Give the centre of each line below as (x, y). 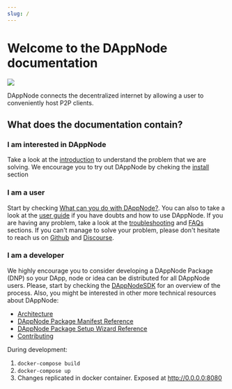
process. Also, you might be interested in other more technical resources (112, 293)
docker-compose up (44, 371)
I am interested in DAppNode (57, 144)
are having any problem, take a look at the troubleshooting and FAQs (106, 222)
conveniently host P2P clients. (51, 102)
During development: (37, 349)
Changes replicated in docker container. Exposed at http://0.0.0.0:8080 (119, 378)
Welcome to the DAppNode (87, 48)
